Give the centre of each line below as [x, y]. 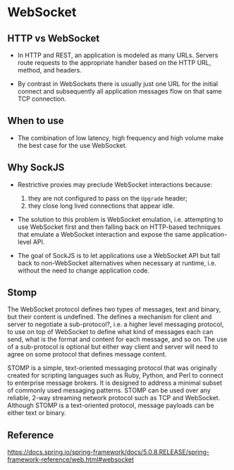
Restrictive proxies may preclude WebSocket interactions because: [115, 185]
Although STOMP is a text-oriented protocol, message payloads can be [111, 405]
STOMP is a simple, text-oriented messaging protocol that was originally [112, 368]
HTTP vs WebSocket [54, 38]
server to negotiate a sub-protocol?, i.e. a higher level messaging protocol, [116, 324]
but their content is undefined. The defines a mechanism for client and [110, 317]
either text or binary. [37, 413]
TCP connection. [42, 99]
